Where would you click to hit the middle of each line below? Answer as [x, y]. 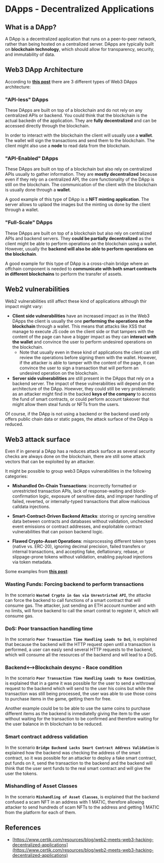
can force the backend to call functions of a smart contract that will [73, 600]
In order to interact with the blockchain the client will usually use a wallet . [79, 135]
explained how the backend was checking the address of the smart [73, 752]
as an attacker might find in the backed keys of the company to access [84, 394]
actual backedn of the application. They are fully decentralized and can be [81, 120]
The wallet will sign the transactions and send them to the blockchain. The [80, 141]
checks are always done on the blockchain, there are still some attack [75, 456]
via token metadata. [32, 562]
